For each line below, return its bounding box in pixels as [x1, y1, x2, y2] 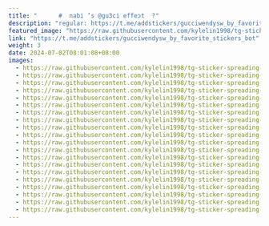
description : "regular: [8, 19, 88, 27]
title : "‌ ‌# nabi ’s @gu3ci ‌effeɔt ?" [8, 11, 159, 20]
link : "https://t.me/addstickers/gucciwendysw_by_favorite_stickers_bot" [8, 34, 260, 42]
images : [8, 57, 34, 65]
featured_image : [8, 26, 62, 34]
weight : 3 [8, 42, 42, 50]
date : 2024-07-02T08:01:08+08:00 [8, 49, 120, 57]
